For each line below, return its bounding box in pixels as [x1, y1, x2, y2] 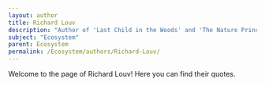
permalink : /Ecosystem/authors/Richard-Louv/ [8, 48, 160, 56]
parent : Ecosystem [8, 41, 69, 48]
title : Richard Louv [8, 19, 77, 27]
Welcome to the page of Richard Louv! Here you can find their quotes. [8, 70, 236, 78]
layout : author [8, 11, 58, 20]
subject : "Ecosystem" [8, 33, 80, 41]
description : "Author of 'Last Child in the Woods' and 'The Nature [8, 26, 238, 34]
